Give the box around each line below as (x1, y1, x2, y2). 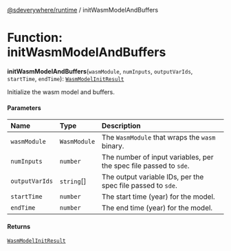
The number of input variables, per (102, 153, 214, 162)
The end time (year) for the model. (102, 203, 213, 212)
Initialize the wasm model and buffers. (7, 87, 115, 96)
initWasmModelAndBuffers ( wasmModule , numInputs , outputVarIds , (7, 67, 193, 75)
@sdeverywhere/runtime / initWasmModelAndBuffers (7, 6, 159, 14)
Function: (7, 30, 63, 45)
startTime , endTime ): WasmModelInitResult (7, 74, 124, 83)
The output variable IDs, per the (102, 172, 204, 182)
